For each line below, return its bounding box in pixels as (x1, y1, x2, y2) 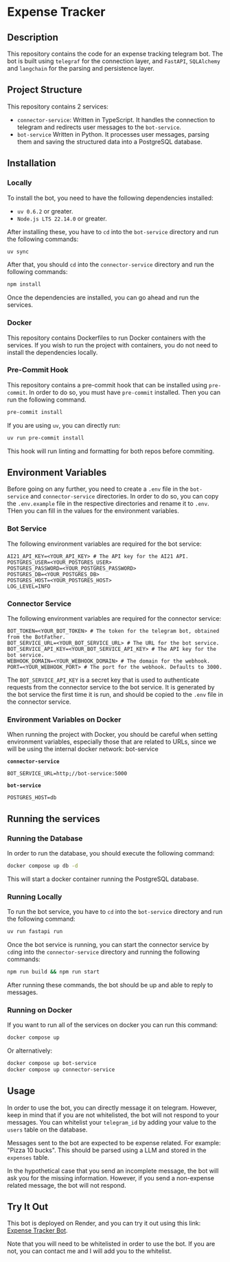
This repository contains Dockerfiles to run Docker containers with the (7, 334, 206, 342)
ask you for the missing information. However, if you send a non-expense (7, 1173, 215, 1182)
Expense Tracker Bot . (7, 1226, 68, 1235)
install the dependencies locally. (7, 348, 98, 356)
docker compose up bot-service (7, 1060, 97, 1067)
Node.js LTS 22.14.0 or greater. (16, 214, 108, 222)
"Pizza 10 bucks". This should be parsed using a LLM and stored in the (7, 1146, 207, 1154)
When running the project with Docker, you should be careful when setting (7, 731, 218, 739)
